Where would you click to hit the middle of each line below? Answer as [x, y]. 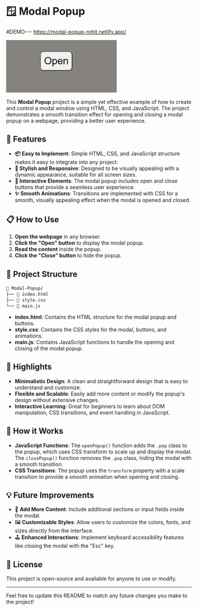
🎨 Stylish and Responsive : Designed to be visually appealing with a [97, 168]
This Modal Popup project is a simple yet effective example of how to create [99, 102]
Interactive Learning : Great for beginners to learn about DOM [90, 406]
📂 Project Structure [42, 274]
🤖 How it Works [35, 431]
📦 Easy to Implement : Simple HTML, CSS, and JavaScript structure [97, 153]
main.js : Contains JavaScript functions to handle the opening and [95, 342]
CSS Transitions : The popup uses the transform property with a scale [99, 470]
